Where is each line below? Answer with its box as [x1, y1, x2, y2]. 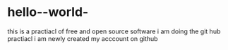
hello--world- [7, 4, 89, 20]
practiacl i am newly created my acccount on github [7, 34, 158, 42]
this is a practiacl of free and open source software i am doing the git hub [7, 27, 221, 35]
